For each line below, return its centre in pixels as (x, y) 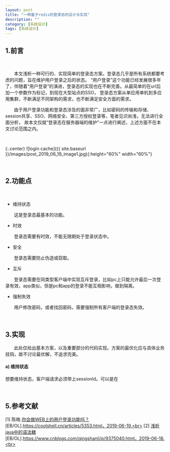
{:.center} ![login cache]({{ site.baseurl (46, 148)
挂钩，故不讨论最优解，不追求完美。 (43, 354)
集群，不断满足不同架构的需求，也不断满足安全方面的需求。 (72, 99)
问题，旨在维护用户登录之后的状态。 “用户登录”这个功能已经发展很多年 (88, 80)
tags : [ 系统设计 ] (22, 29)
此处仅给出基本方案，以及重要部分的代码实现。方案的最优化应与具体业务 (89, 348)
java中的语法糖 (21, 432)
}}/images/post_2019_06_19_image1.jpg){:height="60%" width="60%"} (79, 154)
